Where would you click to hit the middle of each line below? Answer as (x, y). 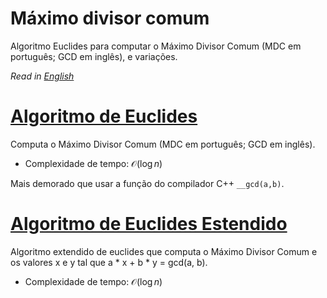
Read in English (42, 76)
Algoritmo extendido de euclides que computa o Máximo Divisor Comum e (164, 251)
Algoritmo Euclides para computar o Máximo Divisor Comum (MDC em (156, 46)
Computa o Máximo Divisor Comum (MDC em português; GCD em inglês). (163, 144)
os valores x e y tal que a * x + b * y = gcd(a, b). (109, 262)
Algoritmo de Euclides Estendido (149, 224)
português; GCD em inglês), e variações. (94, 56)
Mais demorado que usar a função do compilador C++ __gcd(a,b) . (147, 183)
